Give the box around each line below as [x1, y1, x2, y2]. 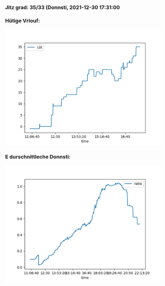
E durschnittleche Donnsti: [5, 153, 71, 160]
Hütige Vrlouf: [5, 17, 41, 24]
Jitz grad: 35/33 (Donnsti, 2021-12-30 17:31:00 [5, 4, 120, 11]
